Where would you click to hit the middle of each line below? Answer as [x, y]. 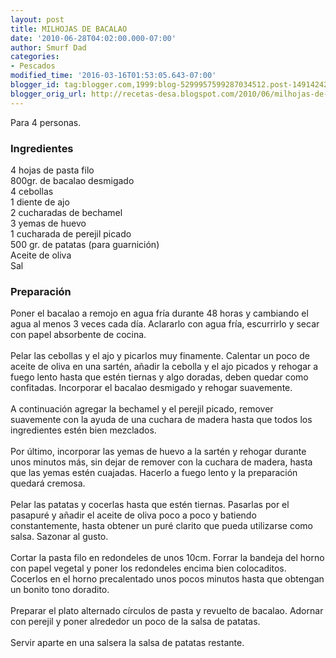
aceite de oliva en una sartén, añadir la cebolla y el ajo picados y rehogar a [164, 367]
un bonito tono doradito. [60, 590]
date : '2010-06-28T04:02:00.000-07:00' [93, 38]
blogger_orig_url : [48, 94]
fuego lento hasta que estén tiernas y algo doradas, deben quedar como [159, 377]
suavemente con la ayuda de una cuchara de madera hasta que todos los [161, 420]
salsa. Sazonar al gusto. [59, 537]
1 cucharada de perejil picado [71, 233]
